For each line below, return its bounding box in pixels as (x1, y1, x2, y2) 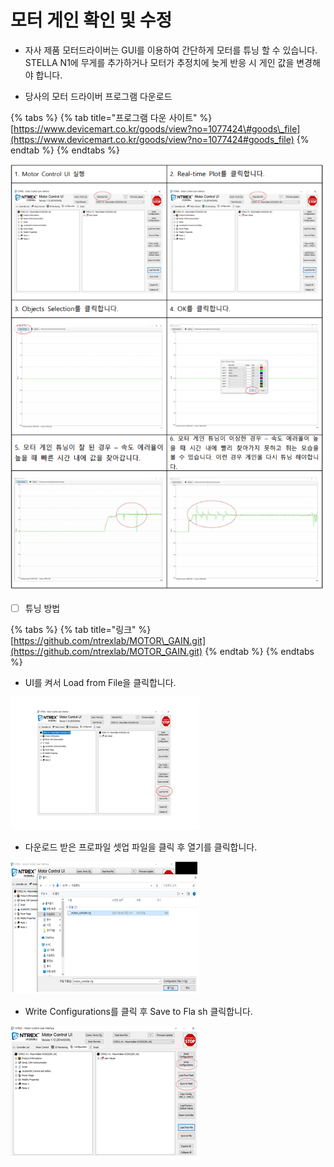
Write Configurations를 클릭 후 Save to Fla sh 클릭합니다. (24, 1006, 253, 1017)
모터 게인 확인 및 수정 (10, 9, 173, 32)
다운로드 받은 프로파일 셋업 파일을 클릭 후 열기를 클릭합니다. (24, 841, 258, 853)
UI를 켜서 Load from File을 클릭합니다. (24, 677, 177, 688)
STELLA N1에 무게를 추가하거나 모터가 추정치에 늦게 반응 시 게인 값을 (24, 56, 295, 68)
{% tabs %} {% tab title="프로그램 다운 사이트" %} (10, 111, 213, 123)
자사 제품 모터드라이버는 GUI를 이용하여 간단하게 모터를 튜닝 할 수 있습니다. (24, 44, 318, 56)
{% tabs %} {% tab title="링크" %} (10, 624, 152, 635)
